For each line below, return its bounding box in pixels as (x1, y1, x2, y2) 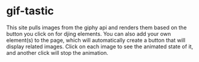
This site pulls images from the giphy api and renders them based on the (6, 24, 187, 31)
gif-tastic (6, 4, 54, 18)
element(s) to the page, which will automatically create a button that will (6, 36, 186, 44)
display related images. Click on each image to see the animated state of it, (6, 43, 194, 50)
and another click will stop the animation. (6, 49, 109, 56)
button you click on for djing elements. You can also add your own (6, 30, 171, 37)
